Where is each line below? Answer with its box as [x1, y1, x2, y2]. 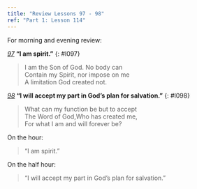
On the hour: [7, 133, 44, 142]
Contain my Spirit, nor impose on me [24, 70, 130, 79]
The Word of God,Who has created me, [24, 112, 138, 121]
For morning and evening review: [7, 36, 103, 44]
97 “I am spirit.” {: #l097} [7, 50, 80, 58]
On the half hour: [7, 160, 56, 168]
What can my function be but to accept [24, 105, 138, 113]
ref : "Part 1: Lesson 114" [7, 17, 86, 24]
